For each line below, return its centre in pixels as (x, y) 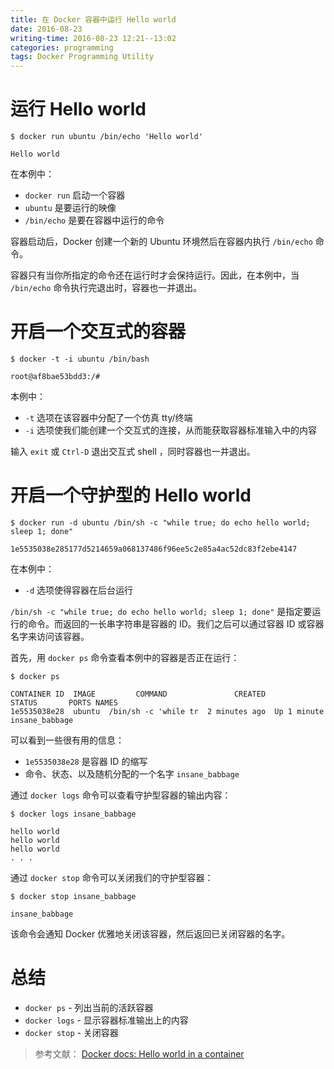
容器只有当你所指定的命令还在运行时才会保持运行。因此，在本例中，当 (155, 275)
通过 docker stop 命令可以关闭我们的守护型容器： (112, 877)
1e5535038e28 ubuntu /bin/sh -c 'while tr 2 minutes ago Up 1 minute (167, 711)
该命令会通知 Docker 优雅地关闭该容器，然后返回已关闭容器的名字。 (150, 933)
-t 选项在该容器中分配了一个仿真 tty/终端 (108, 417)
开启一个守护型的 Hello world (131, 495)
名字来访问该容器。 (50, 636)
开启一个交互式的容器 (98, 332)
